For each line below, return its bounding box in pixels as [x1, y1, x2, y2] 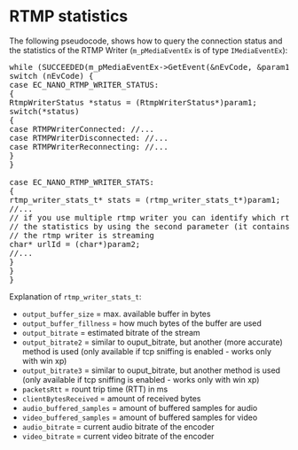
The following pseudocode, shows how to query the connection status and [9, 35, 283, 46]
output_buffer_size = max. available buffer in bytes [21, 308, 211, 319]
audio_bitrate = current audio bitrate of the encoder [21, 421, 215, 431]
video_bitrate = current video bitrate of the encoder [21, 431, 215, 441]
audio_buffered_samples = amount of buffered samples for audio [21, 402, 258, 413]
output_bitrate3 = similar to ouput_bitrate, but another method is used [21, 365, 281, 376]
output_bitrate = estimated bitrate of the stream [21, 327, 201, 337]
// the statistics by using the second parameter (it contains [9, 221, 290, 231]
